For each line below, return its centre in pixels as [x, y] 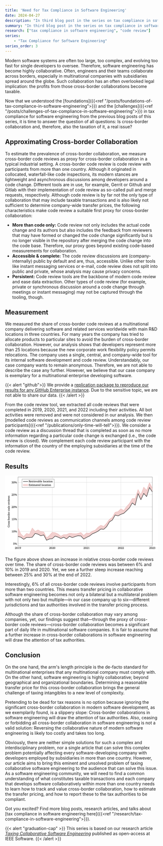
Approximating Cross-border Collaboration [72, 142]
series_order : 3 [21, 46]
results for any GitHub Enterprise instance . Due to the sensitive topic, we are [81, 390]
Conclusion [23, 655]
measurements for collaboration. [45, 250]
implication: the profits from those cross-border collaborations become [76, 86]
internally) [22, 261]
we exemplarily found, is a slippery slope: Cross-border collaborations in [78, 712]
